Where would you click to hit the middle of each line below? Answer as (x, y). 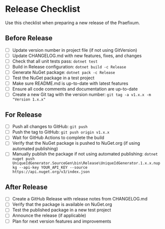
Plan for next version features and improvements (62, 221)
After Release (26, 187)
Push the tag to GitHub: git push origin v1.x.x (61, 132)
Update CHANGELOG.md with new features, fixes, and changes (77, 56)
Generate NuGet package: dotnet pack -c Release (64, 72)
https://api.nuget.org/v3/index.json (51, 172)
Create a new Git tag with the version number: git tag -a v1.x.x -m (82, 95)
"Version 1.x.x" (29, 99)
